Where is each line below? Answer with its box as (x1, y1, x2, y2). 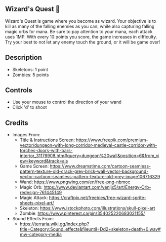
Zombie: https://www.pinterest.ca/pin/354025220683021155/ (19, 210, 145, 216)
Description (5, 53, 42, 62)
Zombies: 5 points (12, 72, 49, 78)
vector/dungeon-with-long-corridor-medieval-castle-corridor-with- (19, 142, 157, 148)
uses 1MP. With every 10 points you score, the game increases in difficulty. (5, 34, 157, 40)
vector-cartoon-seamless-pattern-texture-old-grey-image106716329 (19, 174, 161, 180)
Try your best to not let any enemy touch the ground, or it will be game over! (5, 39, 161, 45)
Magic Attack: (19, 195, 48, 201)
